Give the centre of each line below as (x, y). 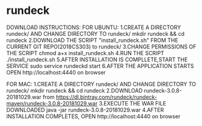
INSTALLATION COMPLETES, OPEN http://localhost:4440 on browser (93, 116)
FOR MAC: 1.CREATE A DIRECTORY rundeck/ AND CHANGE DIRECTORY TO (101, 84)
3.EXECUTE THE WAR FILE (132, 103)
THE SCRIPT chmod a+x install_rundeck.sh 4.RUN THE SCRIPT (85, 53)
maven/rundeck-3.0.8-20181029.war (52, 103)
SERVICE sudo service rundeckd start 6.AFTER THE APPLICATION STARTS (100, 66)
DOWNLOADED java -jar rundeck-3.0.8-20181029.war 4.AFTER (85, 110)
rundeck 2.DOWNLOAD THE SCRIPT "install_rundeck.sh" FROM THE (92, 40)
